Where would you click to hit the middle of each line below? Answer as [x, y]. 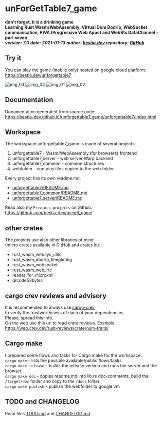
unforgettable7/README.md [40, 188]
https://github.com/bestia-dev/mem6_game [49, 213]
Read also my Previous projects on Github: [49, 207]
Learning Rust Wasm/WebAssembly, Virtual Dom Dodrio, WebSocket [76, 27]
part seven [16, 38]
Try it [13, 58]
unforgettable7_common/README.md [50, 193]
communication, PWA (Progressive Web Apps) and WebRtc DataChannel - [82, 32]
